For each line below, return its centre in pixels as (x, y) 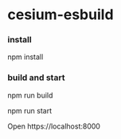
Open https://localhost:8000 (54, 126)
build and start (36, 77)
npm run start (30, 110)
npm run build (30, 95)
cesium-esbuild (60, 15)
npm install (25, 57)
